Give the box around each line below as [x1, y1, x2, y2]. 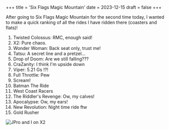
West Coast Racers [13, 88, 54, 94]
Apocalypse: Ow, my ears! [13, 99, 68, 105]
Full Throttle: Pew [13, 72, 50, 78]
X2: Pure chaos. [13, 40, 47, 46]
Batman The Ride [13, 83, 50, 89]
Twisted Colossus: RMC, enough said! [13, 35, 93, 40]
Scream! [13, 78, 31, 83]
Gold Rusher [13, 109, 39, 115]
